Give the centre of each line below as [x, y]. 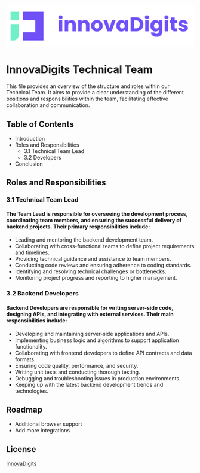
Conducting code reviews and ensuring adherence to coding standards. [103, 266]
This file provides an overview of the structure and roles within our [88, 86]
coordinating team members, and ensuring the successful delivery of [94, 220]
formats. [25, 359]
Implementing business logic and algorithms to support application [97, 340]
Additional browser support [48, 424]
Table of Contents [40, 124]
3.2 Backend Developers [42, 294]
